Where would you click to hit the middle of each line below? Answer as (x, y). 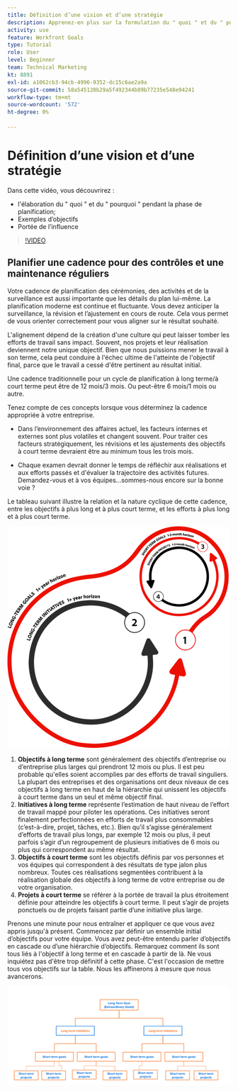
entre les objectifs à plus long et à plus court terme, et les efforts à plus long (119, 509)
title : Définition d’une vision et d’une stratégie (85, 15)
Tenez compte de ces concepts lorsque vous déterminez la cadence (107, 407)
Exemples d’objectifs (48, 219)
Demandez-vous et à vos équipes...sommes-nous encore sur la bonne (120, 480)
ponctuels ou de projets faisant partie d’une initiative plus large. (110, 910)
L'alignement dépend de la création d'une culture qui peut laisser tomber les (119, 335)
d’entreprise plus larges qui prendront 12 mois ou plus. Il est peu (111, 766)
